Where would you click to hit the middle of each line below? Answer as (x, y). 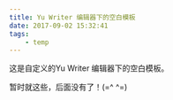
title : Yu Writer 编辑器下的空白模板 (72, 17)
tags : (19, 34)
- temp (37, 42)
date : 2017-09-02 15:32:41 (59, 26)
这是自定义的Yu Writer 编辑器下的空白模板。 (89, 68)
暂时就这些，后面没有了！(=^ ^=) (68, 87)
